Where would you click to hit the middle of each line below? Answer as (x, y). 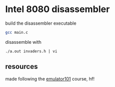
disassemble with (23, 42)
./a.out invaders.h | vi (31, 51)
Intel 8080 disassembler (57, 9)
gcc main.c (17, 32)
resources (21, 67)
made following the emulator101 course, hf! (50, 78)
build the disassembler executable (41, 23)
